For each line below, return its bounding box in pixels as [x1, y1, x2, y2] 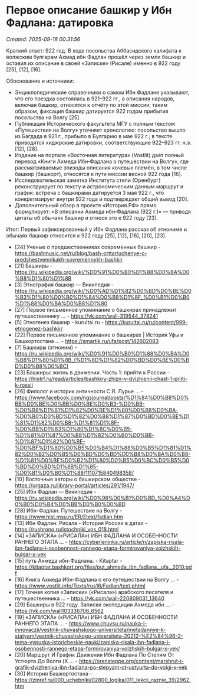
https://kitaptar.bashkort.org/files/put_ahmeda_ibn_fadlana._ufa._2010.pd [14, 563, 192, 570]
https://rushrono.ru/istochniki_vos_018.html [14, 526, 119, 533]
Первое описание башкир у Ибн [6, 4, 172, 17]
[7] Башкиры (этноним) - [14, 344, 78, 351]
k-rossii [14, 381, 34, 389]
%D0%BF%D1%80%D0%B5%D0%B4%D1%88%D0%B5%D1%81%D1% [14, 444, 192, 451]
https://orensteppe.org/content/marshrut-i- [78, 657, 184, 664]
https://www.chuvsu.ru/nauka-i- [68, 619, 147, 627]
